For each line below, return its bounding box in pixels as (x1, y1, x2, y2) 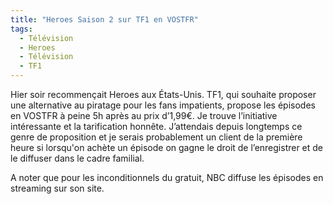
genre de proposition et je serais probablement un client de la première (10, 131, 303, 143)
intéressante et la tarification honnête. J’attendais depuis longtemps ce (10, 121, 303, 132)
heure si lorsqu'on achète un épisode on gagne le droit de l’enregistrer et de (10, 142, 324, 153)
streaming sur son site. (10, 182, 105, 194)
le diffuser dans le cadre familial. (10, 152, 145, 164)
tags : (10, 24, 33, 34)
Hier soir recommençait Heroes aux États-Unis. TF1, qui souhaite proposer (10, 89, 317, 100)
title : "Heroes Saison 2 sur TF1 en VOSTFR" (10, 14, 199, 25)
